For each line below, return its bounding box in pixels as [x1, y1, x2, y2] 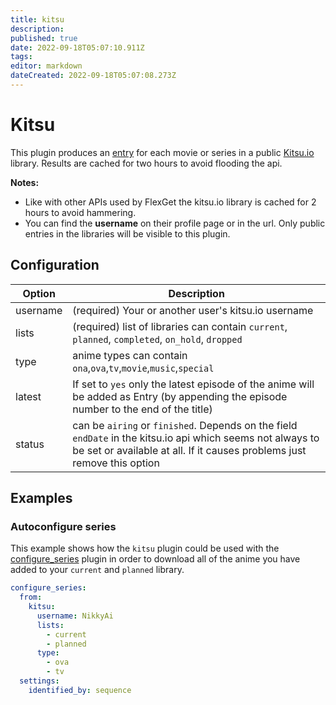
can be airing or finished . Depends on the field [72, 418, 298, 432]
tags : [10, 52, 33, 62]
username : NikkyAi [36, 611, 114, 621]
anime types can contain [72, 348, 188, 362]
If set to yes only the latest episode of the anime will [72, 377, 315, 391]
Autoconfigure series [10, 519, 117, 533]
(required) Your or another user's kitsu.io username [72, 303, 314, 317]
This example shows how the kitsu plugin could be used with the [10, 542, 280, 555]
